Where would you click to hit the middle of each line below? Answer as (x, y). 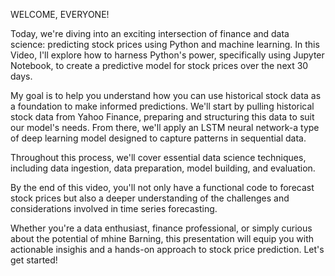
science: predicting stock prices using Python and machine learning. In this (165, 44)
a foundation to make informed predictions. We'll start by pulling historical (162, 106)
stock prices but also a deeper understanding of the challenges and (150, 198)
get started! (34, 260)
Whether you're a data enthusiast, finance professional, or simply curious (161, 228)
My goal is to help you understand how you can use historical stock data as (166, 95)
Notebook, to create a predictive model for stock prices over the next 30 (159, 65)
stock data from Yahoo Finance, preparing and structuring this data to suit (162, 117)
